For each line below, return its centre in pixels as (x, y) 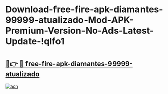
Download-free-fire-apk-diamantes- (84, 9)
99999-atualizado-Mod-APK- (69, 20)
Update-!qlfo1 (35, 42)
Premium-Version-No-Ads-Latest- (80, 31)
